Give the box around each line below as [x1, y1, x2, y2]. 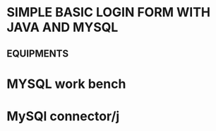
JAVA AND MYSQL [6, 19, 119, 35]
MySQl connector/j [6, 108, 120, 124]
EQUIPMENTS [6, 47, 68, 59]
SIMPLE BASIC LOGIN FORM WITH [6, 4, 211, 21]
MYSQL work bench [6, 76, 126, 92]
